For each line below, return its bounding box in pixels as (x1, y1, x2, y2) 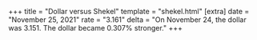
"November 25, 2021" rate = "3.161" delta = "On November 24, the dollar (8, 15, 247, 24)
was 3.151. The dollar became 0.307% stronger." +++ (8, 24, 183, 32)
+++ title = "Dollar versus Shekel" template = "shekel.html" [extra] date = (8, 7, 250, 16)
